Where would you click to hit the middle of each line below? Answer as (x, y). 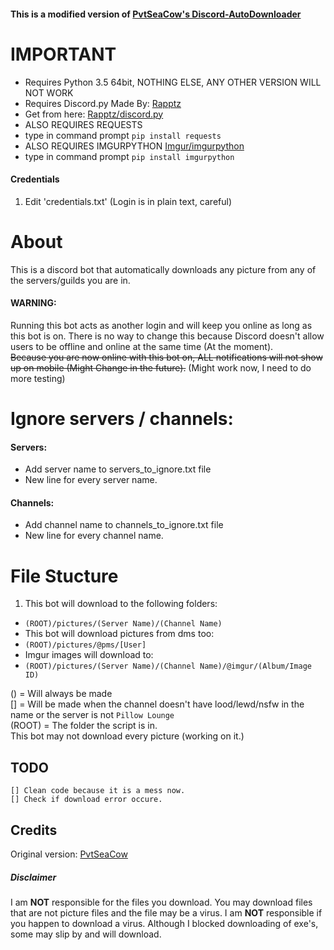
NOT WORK (49, 92)
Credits (34, 830)
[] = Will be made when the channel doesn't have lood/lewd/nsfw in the (157, 704)
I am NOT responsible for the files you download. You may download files (161, 902)
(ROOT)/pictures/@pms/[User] (85, 645)
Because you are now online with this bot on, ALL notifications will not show (166, 357)
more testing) (38, 378)
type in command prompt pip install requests (123, 135)
